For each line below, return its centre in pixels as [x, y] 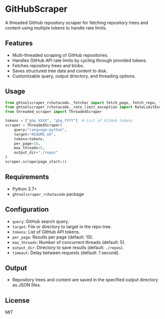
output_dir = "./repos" [36, 153]
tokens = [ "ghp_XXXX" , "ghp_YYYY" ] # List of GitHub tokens [69, 121]
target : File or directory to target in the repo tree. [62, 226]
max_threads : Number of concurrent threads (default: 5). [69, 242]
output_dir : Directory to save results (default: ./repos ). [68, 247]
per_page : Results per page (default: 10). [53, 237]
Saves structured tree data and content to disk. [60, 71]
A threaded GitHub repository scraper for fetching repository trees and [77, 23]
